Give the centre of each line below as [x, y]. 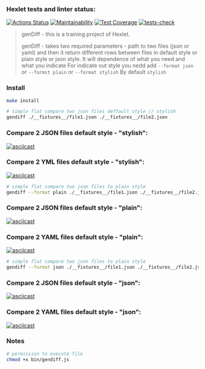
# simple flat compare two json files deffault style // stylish [91, 112]
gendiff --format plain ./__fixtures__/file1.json [72, 192]
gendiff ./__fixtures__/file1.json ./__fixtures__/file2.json [87, 117]
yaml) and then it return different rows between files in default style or [109, 53]
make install [23, 100]
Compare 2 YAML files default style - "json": [74, 312]
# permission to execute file [45, 354]
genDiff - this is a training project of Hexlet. [75, 34]
